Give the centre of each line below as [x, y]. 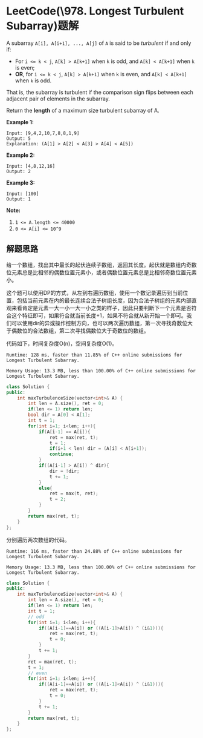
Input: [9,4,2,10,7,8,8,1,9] [43, 133]
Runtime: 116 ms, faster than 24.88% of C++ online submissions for [94, 551]
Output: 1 [19, 199]
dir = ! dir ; [64, 471]
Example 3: [21, 182]
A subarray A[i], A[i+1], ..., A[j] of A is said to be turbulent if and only [99, 43]
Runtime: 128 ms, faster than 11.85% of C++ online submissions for [94, 355]
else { [45, 488]
